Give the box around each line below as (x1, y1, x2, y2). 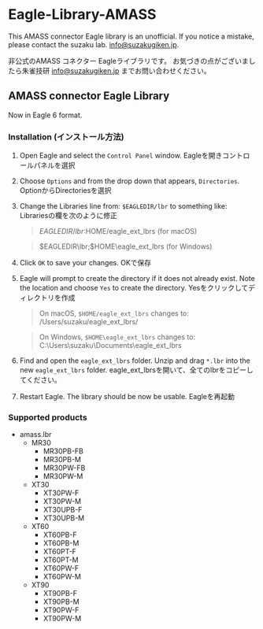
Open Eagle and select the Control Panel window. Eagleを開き (19, 151, 223, 161)
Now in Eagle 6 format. (8, 110, 83, 120)
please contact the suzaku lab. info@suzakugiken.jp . (8, 39, 180, 49)
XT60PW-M (43, 572, 81, 582)
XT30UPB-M (43, 513, 85, 523)
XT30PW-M (43, 497, 82, 506)
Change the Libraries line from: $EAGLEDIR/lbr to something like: (19, 202, 228, 211)
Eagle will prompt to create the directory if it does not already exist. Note (19, 274, 256, 283)
